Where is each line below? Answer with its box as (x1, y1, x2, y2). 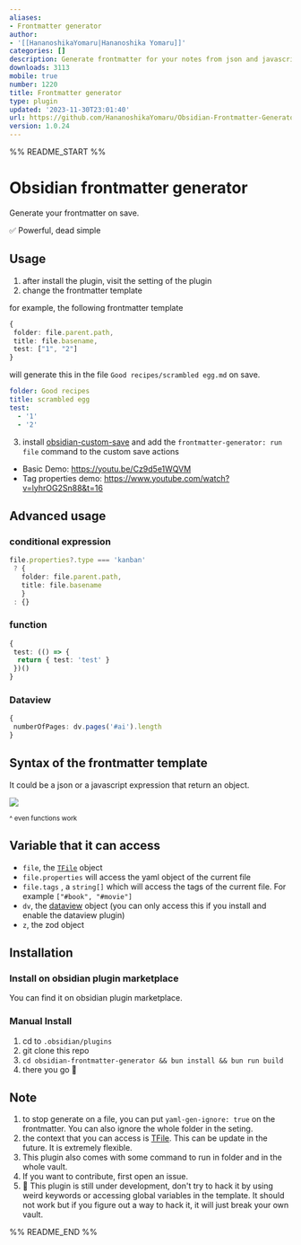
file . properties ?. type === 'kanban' (9, 556, 146, 565)
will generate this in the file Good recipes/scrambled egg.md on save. (9, 369, 261, 380)
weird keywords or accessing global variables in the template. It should (21, 1190, 285, 1201)
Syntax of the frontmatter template (9, 755, 208, 771)
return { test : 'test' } (17, 656, 110, 665)
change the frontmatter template (21, 285, 143, 296)
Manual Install (9, 1015, 73, 1028)
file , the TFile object (21, 861, 103, 872)
